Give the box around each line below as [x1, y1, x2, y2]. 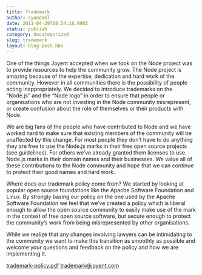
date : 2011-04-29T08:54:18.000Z [6, 20, 88, 26]
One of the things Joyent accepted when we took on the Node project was [6, 59, 193, 67]
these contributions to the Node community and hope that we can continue [6, 162, 194, 169]
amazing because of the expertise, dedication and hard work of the [6, 72, 175, 80]
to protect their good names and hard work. [6, 168, 115, 175]
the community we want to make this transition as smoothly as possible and [6, 237, 196, 244]
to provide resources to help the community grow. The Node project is [6, 66, 182, 73]
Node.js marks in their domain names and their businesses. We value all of [6, 155, 193, 162]
